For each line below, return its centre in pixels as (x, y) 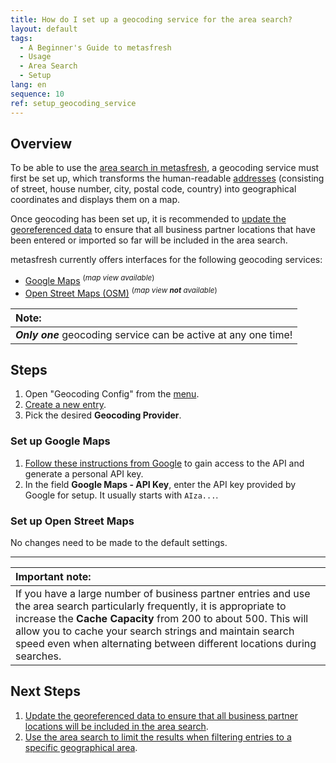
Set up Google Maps (60, 441)
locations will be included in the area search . (116, 726)
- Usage (35, 57)
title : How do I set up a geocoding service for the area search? (151, 19)
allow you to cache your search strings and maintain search (155, 631)
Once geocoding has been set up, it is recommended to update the (148, 219)
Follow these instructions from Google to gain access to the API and (164, 463)
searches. (38, 656)
